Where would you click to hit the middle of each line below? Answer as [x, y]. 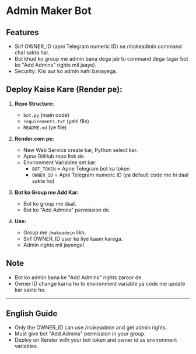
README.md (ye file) [45, 127]
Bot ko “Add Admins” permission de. [67, 210]
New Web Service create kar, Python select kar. [80, 150]
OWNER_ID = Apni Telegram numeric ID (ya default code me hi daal [110, 175]
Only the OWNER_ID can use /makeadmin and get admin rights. [91, 328]
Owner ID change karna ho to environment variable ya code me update [100, 283]
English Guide [32, 314]
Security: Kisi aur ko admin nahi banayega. [66, 71]
